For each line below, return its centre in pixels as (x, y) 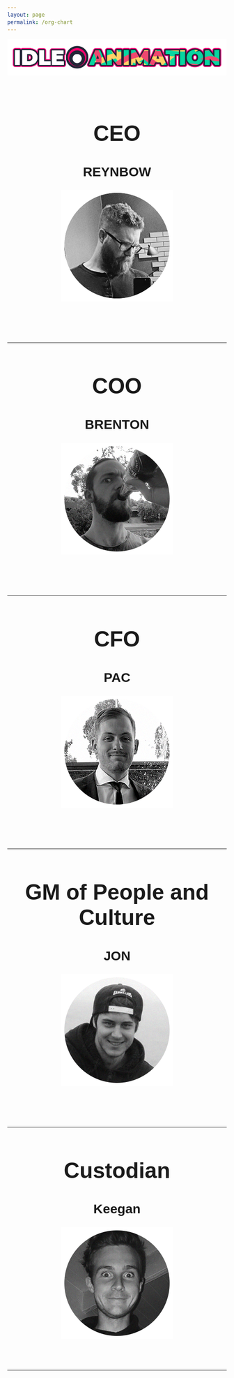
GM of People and (117, 892)
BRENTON (117, 424)
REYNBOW (117, 172)
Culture (117, 918)
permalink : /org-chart (40, 22)
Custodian (117, 1171)
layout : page (26, 15)
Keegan (117, 1209)
